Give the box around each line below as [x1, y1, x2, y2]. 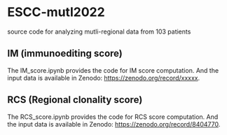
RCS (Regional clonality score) [7, 94, 143, 106]
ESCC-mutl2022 [7, 4, 105, 20]
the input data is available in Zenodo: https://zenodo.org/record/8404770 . [7, 120, 221, 128]
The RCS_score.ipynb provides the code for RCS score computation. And [7, 113, 219, 121]
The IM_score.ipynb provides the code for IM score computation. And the [7, 66, 219, 74]
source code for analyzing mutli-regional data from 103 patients [7, 27, 191, 36]
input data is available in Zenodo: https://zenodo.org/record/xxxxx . [7, 73, 200, 82]
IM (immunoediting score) [7, 48, 123, 59]
